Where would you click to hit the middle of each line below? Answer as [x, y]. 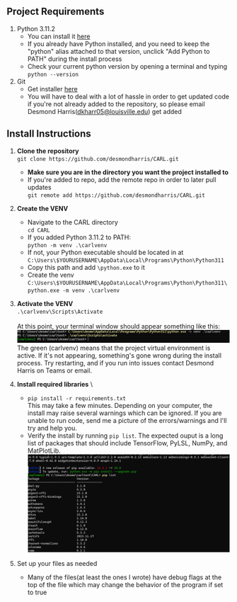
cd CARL [39, 230]
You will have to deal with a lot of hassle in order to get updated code [128, 96]
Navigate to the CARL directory [73, 222]
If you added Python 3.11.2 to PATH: [79, 237]
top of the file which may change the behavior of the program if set [125, 584]
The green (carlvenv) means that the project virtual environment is [114, 348]
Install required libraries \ [55, 384]
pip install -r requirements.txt [77, 398]
